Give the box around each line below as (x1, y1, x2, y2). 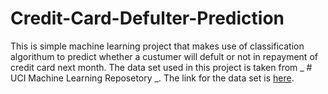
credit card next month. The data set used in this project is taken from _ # (10, 61, 313, 73)
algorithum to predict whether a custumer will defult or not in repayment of (10, 50, 318, 62)
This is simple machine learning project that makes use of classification (10, 40, 305, 52)
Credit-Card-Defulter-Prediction (10, 7, 285, 30)
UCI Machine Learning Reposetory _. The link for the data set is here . (10, 72, 295, 84)
